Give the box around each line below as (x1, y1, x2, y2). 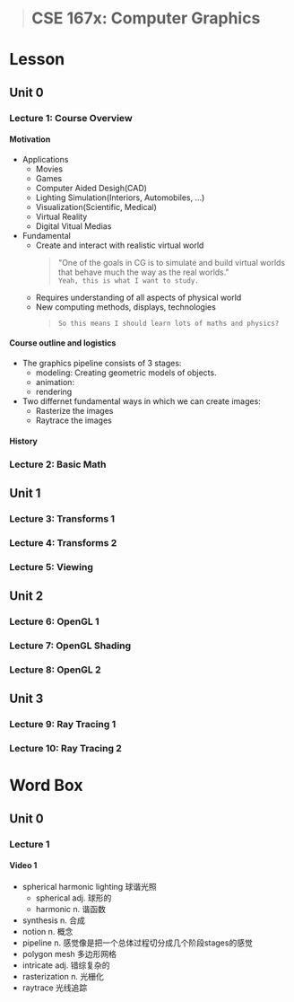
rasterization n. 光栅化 (22, 971, 105, 981)
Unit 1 (9, 486, 41, 501)
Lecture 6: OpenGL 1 (9, 615, 99, 628)
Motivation (9, 134, 51, 145)
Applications (22, 154, 69, 164)
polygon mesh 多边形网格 (22, 948, 117, 959)
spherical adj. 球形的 (35, 892, 112, 903)
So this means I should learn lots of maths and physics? (57, 319, 280, 328)
